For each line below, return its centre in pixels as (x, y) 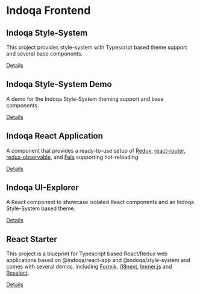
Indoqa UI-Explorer (43, 188)
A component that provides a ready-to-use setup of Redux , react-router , (96, 150)
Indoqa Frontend (48, 11)
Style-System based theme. (41, 208)
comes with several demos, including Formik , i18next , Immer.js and (89, 267)
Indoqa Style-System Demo (59, 84)
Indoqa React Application (55, 136)
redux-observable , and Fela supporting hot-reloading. (73, 157)
